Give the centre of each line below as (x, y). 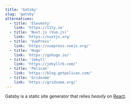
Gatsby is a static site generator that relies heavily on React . (66, 96)
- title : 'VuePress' (30, 42)
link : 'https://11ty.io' (39, 28)
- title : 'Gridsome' (30, 78)
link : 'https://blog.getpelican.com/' (53, 73)
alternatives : (20, 19)
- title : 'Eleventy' (30, 23)
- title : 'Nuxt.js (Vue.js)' (39, 32)
